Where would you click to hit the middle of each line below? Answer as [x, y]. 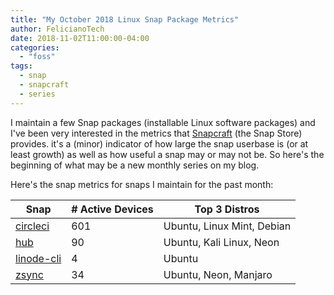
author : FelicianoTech [57, 29]
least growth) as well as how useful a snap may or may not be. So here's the [167, 154]
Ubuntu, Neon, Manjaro [218, 274]
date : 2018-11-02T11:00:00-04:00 [80, 38]
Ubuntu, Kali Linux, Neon [221, 242]
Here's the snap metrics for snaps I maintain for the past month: [142, 184]
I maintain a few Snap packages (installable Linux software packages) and [163, 122]
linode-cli [38, 258]
